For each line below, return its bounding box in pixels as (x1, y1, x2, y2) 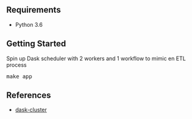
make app (6, 73, 32, 80)
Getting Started (6, 39, 66, 49)
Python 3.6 (15, 21, 43, 28)
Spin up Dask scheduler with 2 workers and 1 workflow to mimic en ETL (6, 55, 186, 62)
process (6, 61, 27, 69)
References (6, 90, 51, 101)
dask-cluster (15, 106, 48, 114)
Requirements (6, 5, 61, 15)
